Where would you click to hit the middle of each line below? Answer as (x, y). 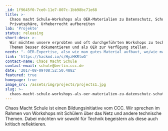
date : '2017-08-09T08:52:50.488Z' (41, 71)
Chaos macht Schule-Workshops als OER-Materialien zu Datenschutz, (81, 19)
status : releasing (24, 33)
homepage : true (21, 80)
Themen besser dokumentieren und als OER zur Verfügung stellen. (79, 47)
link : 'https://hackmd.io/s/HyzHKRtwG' (47, 56)
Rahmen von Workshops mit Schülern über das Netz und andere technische (83, 113)
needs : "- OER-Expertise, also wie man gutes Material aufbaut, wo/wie (81, 52)
